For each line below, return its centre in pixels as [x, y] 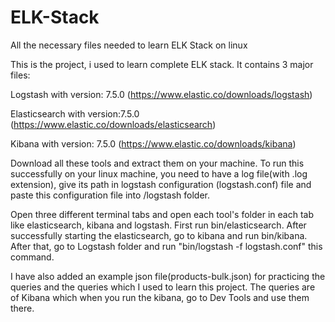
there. [22, 308]
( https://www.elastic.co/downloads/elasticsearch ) [113, 124]
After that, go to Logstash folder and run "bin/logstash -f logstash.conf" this [166, 246]
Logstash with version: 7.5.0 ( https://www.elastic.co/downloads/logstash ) [161, 94]
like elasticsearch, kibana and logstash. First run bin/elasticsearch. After [158, 225]
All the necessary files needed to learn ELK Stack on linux [129, 45]
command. [32, 257]
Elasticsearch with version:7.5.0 [75, 113]
